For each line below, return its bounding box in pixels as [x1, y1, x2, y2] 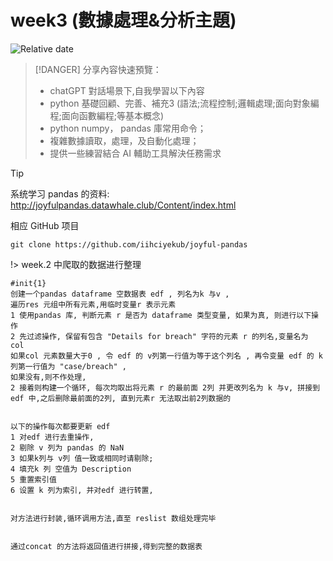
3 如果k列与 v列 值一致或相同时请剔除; [10, 453, 154, 463]
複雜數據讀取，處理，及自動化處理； [49, 134, 200, 146]
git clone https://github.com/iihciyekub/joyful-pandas [10, 239, 248, 250]
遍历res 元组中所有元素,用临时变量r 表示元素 [10, 299, 177, 310]
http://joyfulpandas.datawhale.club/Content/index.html [10, 199, 237, 211]
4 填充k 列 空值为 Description [10, 464, 132, 474]
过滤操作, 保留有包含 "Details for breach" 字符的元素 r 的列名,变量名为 [26, 331, 309, 341]
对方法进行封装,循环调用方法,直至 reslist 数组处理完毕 [10, 513, 217, 523]
